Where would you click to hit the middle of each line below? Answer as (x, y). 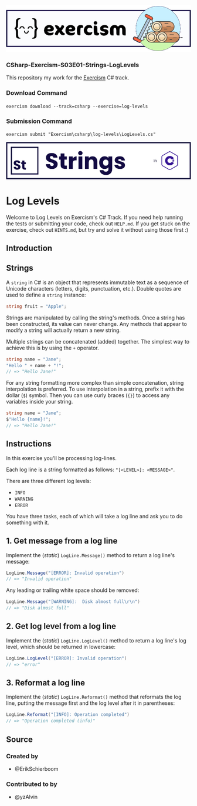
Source (20, 739)
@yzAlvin (26, 797)
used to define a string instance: (46, 295)
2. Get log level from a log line (61, 626)
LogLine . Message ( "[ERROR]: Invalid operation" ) (65, 573)
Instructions (29, 444)
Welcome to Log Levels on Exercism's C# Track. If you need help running (95, 217)
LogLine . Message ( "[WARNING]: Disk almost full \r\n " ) (73, 602)
